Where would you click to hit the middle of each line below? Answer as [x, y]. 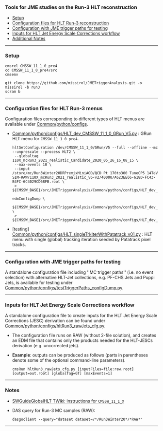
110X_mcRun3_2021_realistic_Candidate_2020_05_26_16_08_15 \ [75, 160]
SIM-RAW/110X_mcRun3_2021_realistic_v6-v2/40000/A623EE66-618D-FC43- [84, 177]
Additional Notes [29, 38]
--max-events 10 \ [33, 165]
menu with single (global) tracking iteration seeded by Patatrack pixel [81, 239]
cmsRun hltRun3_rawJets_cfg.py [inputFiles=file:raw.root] [73, 369]
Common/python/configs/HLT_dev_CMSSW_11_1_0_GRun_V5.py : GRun [82, 133]
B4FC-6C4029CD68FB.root [36, 182]
